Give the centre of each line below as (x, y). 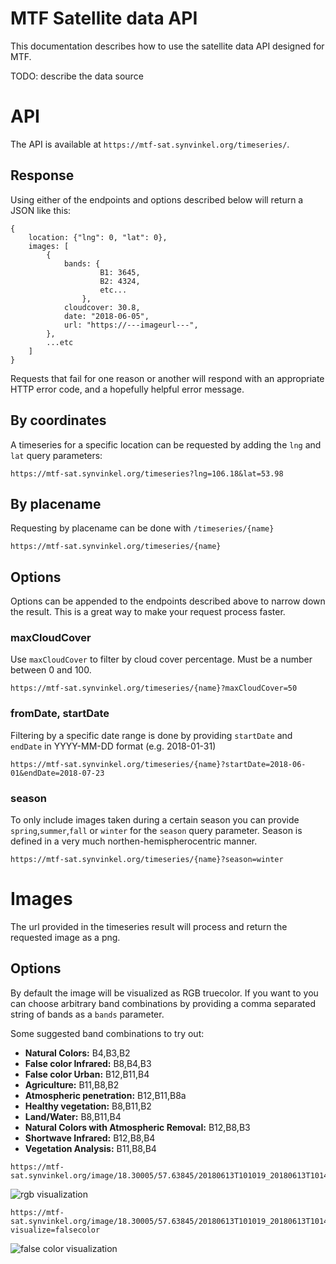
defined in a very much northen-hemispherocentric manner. (134, 841)
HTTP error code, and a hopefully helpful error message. (127, 389)
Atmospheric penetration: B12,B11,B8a (105, 1095)
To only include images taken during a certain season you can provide (155, 820)
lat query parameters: (56, 455)
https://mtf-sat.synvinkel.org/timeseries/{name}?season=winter (147, 860)
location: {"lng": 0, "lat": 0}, (98, 237)
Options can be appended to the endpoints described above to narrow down (168, 601)
